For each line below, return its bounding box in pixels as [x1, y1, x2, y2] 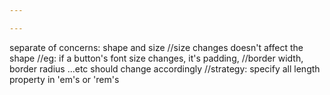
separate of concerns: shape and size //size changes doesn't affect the [9, 41, 304, 53]
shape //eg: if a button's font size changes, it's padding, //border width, [9, 52, 304, 64]
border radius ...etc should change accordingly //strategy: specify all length [9, 62, 321, 75]
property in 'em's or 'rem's [9, 73, 120, 85]
